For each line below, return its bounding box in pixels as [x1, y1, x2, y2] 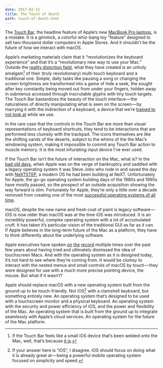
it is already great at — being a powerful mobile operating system [12, 352, 142, 358]
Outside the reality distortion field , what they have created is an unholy [5, 64, 147, 70]
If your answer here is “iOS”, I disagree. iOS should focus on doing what [12, 347, 156, 353]
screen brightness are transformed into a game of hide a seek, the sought [5, 81, 153, 87]
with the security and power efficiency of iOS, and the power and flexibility [5, 303, 154, 309]
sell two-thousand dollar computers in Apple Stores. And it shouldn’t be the [5, 40, 156, 46]
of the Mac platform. [5, 319, 46, 324]
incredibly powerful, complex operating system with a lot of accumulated [5, 217, 151, 223]
